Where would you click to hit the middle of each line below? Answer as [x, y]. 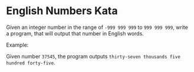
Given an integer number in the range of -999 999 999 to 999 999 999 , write [97, 27]
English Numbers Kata [62, 11]
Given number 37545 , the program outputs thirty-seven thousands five [93, 56]
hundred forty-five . [31, 63]
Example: [17, 45]
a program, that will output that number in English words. [75, 33]
